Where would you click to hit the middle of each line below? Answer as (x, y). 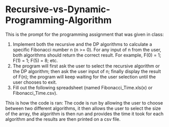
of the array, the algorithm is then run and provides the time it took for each (84, 114)
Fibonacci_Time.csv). (35, 93)
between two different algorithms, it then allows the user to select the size (83, 108)
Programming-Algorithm (58, 20)
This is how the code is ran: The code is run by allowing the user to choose (84, 103)
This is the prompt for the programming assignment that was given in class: (85, 34)
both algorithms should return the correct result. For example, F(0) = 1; (87, 55)
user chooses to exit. (35, 82)
